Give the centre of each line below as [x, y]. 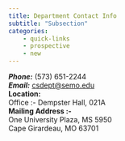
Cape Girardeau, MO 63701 [54, 128]
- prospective [46, 46]
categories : [28, 31]
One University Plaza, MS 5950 [60, 120]
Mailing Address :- [40, 111]
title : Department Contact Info [62, 16]
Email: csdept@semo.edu [52, 85]
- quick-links [46, 38]
